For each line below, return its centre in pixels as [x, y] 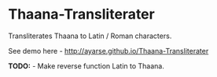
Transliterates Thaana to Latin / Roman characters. [90, 36]
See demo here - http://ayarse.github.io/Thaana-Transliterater [108, 51]
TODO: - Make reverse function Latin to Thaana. [86, 66]
